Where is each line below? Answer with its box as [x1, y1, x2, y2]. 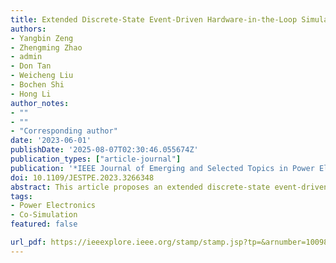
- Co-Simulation [10, 210, 78, 220]
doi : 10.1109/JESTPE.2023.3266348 [10, 172, 155, 183]
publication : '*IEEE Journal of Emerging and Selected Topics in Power [10, 163, 315, 173]
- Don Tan [10, 61, 52, 71]
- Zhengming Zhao [10, 42, 83, 53]
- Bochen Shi [10, 80, 65, 90]
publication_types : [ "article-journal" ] [10, 154, 182, 164]
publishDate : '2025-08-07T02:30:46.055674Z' [10, 145, 199, 155]
